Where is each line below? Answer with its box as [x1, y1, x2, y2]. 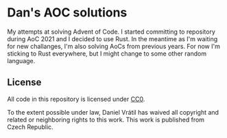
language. [7, 56, 36, 65]
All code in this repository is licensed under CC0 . [7, 95, 145, 103]
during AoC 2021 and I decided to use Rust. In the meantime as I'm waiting [7, 34, 218, 43]
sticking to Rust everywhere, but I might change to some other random [7, 49, 207, 58]
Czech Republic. [7, 122, 53, 131]
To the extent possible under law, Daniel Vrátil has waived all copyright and [7, 108, 219, 116]
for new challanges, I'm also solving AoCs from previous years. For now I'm [7, 42, 221, 50]
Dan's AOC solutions [7, 5, 128, 21]
